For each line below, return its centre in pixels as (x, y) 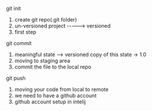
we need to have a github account (56, 96)
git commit (19, 43)
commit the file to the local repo (53, 67)
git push (16, 78)
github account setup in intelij (50, 102)
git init (14, 8)
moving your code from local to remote (61, 89)
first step (25, 32)
